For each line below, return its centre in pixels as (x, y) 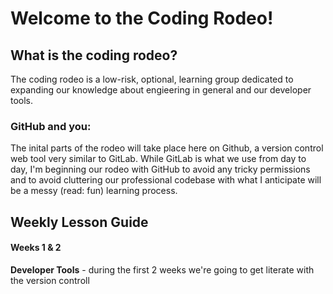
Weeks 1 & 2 (36, 248)
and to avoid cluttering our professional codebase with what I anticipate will (166, 180)
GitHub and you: (51, 126)
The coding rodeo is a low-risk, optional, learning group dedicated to (152, 79)
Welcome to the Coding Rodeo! (142, 18)
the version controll (50, 280)
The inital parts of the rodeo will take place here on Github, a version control (167, 148)
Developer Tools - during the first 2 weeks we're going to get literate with (162, 269)
